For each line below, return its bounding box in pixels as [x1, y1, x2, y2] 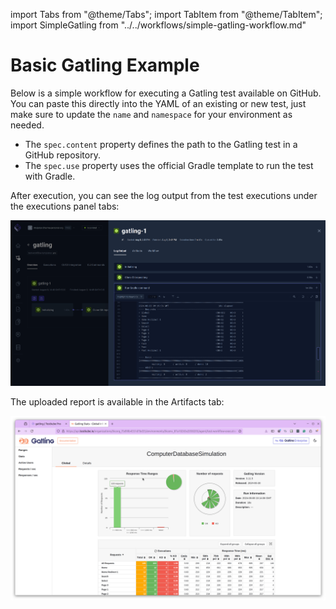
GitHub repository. [24, 149, 101, 161]
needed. [10, 119, 45, 131]
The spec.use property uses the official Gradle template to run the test [24, 159, 314, 171]
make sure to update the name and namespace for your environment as [10, 108, 293, 120]
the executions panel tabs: [10, 200, 120, 212]
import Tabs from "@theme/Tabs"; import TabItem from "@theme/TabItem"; [10, 9, 323, 20]
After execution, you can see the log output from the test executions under [10, 189, 318, 201]
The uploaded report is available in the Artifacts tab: [10, 395, 225, 408]
